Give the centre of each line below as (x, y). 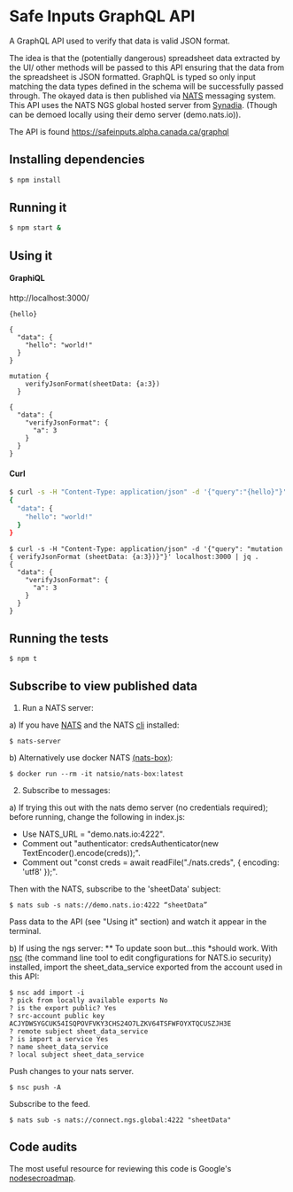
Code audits (43, 1147)
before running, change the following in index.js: (97, 816)
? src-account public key (57, 1016)
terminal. (25, 931)
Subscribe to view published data (103, 686)
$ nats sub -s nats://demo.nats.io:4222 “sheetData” (108, 905)
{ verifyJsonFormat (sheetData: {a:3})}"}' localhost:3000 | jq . (134, 557)
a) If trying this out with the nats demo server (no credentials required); (139, 807)
